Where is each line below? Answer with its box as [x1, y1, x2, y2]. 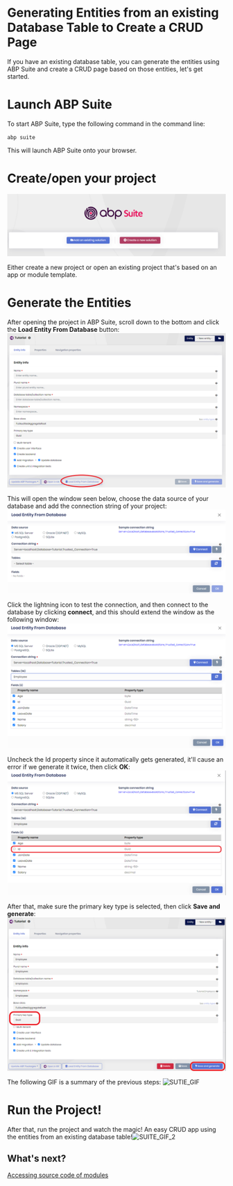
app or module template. [7, 270, 78, 279]
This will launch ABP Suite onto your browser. [7, 146, 137, 154]
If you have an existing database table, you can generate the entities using [7, 57, 220, 65]
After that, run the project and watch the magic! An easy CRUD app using [7, 1125, 216, 1133]
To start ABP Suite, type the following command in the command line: [7, 120, 206, 128]
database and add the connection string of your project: [7, 502, 167, 510]
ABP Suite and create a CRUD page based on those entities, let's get [7, 65, 203, 73]
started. [7, 72, 30, 81]
